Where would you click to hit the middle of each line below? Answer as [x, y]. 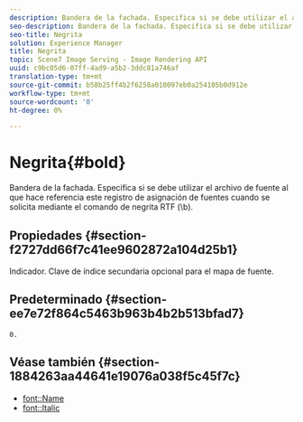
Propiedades [46, 235]
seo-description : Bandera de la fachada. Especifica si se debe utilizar [151, 26]
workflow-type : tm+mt [50, 93]
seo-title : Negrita [46, 34]
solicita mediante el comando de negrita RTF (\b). [101, 207]
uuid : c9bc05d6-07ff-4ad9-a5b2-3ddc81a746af [94, 69]
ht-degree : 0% [36, 110]
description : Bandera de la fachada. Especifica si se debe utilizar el [149, 18]
